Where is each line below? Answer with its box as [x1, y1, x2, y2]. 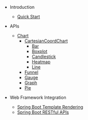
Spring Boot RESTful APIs [17, 109, 69, 115]
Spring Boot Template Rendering [17, 104, 84, 110]
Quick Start [17, 14, 40, 19]
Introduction [9, 4, 35, 10]
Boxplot [31, 49, 48, 54]
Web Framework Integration [9, 94, 66, 100]
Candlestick [31, 54, 56, 60]
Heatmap [31, 59, 51, 64]
